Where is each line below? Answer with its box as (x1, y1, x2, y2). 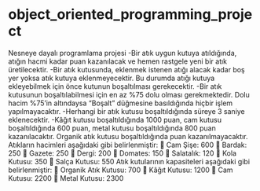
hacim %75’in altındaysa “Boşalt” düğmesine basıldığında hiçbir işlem (8, 98, 233, 108)
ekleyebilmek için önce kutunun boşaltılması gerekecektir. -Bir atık (8, 81, 222, 91)
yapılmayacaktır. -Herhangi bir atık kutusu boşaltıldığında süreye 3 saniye (8, 106, 245, 116)
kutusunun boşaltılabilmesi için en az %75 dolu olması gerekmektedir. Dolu (8, 90, 250, 99)
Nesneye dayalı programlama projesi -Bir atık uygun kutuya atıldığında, (8, 48, 237, 57)
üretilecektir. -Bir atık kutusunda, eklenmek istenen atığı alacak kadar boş (8, 64, 245, 74)
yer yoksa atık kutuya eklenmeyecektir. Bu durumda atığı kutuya (8, 73, 215, 83)
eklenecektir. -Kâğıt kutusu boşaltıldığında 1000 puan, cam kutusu (8, 115, 222, 124)
